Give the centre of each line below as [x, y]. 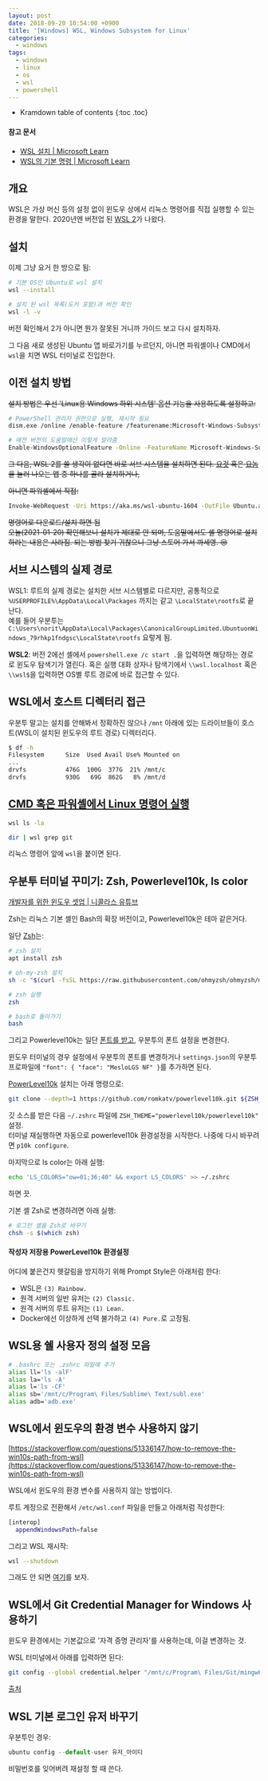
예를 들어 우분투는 [36, 620]
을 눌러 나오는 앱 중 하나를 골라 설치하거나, [74, 474]
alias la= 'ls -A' [37, 1380]
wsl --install [32, 290]
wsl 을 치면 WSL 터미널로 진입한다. [62, 355]
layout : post [30, 16]
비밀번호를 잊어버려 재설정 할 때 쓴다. [66, 1768]
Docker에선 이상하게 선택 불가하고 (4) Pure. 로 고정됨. [105, 1318]
